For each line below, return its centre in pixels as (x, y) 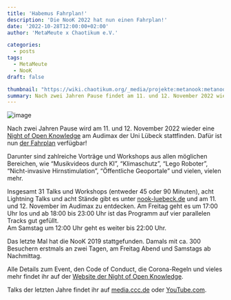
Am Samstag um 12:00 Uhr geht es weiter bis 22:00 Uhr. (87, 228)
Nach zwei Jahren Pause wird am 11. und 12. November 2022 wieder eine (111, 128)
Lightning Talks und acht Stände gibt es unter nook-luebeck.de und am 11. (112, 199)
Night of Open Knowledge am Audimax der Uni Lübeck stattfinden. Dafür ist (114, 136)
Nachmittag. (25, 256)
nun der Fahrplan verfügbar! (47, 143)
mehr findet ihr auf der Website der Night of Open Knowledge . (95, 277)
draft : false (26, 77)
